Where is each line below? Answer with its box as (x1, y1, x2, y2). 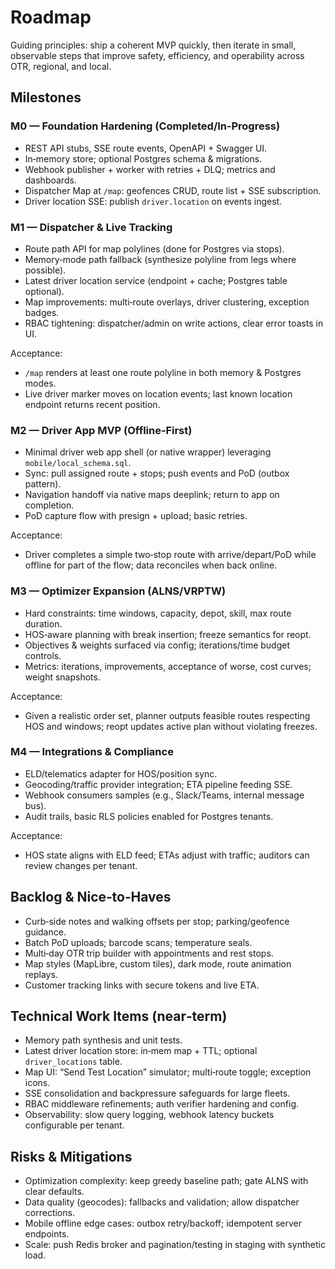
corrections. (24, 1207, 75, 1219)
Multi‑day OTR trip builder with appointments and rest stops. (24, 947, 274, 959)
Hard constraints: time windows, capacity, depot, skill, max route (24, 607, 292, 619)
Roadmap (10, 6, 92, 29)
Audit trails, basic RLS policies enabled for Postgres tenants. (24, 810, 274, 822)
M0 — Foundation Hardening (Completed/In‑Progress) (10, 119, 281, 133)
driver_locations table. (24, 1056, 123, 1068)
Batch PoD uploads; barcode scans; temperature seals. (24, 936, 253, 948)
